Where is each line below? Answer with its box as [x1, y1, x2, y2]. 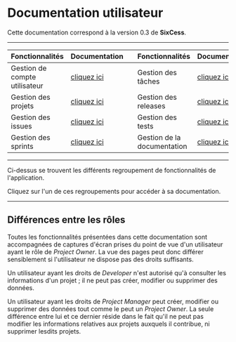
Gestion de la [137, 132, 181, 142]
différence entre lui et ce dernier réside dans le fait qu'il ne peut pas [7, 312, 204, 320]
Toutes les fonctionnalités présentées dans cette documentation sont [7, 232, 208, 241]
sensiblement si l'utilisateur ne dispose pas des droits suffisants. [7, 255, 195, 263]
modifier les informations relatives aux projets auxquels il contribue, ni [7, 320, 211, 328]
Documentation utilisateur [7, 5, 164, 21]
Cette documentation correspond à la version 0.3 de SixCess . [7, 28, 187, 37]
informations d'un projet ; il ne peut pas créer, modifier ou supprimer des [7, 276, 218, 284]
